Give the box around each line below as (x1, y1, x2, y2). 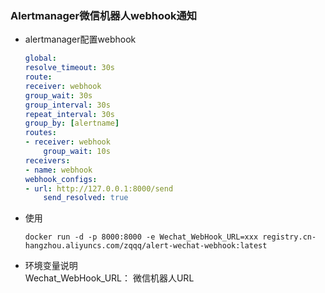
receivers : (24, 155, 71, 166)
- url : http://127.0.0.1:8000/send (24, 183, 174, 194)
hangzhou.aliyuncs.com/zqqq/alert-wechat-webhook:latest (24, 241, 268, 251)
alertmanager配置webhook (24, 33, 137, 46)
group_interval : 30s (24, 100, 111, 110)
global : (24, 53, 57, 64)
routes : (24, 128, 57, 138)
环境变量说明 (24, 260, 78, 272)
